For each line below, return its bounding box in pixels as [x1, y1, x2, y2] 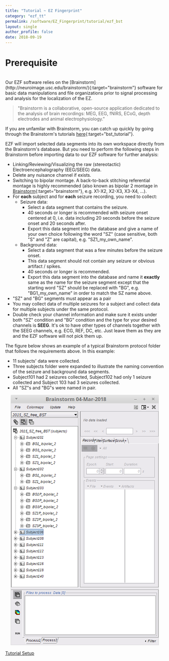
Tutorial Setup [5, 650, 34, 656]
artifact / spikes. [27, 263, 62, 269]
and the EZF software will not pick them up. [12, 333, 103, 339]
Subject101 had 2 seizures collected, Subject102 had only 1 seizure [12, 374, 151, 380]
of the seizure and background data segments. [12, 369, 110, 375]
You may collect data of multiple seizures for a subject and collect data [12, 300, 160, 307]
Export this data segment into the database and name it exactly [27, 274, 160, 280]
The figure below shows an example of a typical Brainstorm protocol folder [5, 342, 161, 348]
